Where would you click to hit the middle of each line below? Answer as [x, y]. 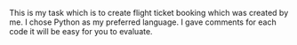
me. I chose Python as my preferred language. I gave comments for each [143, 22]
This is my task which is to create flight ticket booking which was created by [149, 13]
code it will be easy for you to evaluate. [81, 31]
